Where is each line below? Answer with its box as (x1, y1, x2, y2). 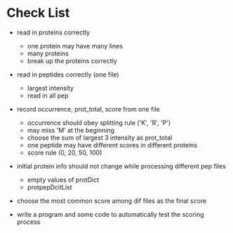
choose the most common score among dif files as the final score (16, 197, 207, 205)
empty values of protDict (27, 175, 100, 184)
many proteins (27, 49, 69, 58)
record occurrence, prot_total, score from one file (16, 105, 161, 113)
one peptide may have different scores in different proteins (27, 140, 198, 149)
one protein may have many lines (27, 41, 124, 50)
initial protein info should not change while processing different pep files (16, 161, 226, 170)
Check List (6, 5, 70, 21)
